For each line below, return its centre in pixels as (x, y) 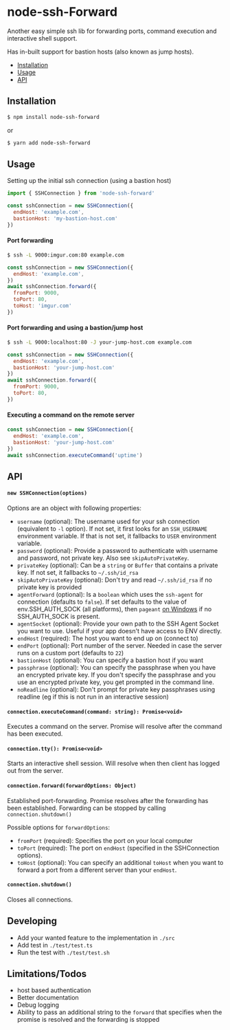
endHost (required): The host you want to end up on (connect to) (108, 638)
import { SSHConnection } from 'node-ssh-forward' (81, 193)
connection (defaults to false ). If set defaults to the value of (102, 602)
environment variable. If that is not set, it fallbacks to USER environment (117, 536)
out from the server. (35, 771)
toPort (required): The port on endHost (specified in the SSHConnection (118, 848)
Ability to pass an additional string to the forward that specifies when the (119, 1012)
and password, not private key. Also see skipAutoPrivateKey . (103, 558)
